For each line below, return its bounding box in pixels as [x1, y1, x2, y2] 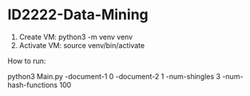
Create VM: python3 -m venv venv [18, 32, 133, 42]
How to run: [7, 56, 46, 66]
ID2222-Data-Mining [7, 6, 149, 24]
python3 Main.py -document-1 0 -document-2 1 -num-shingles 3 [7, 71, 221, 81]
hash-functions [7, 80, 58, 90]
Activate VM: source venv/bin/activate [18, 40, 145, 50]
